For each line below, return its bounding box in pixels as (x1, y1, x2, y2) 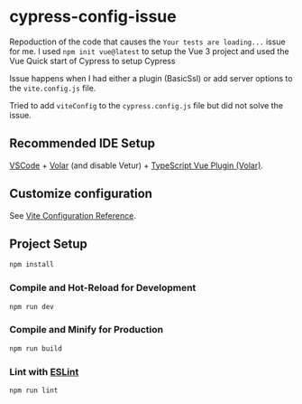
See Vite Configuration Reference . (9, 210, 137, 221)
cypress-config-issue (9, 6, 178, 27)
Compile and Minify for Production (9, 324, 164, 336)
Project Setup (9, 236, 88, 251)
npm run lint (9, 386, 59, 395)
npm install (9, 260, 54, 269)
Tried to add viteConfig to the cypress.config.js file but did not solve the (9, 99, 284, 110)
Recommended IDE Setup (9, 136, 156, 151)
